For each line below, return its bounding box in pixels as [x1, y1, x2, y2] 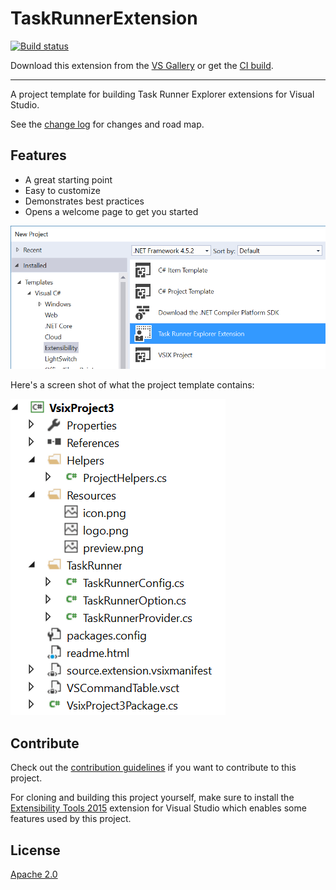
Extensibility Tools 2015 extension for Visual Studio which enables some [10, 802, 307, 814]
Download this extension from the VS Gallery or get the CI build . [10, 59, 274, 71]
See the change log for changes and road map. [10, 118, 205, 130]
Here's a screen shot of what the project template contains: [10, 379, 255, 391]
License [10, 842, 61, 859]
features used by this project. [10, 813, 132, 825]
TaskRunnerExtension [10, 7, 198, 30]
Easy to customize [24, 184, 101, 196]
